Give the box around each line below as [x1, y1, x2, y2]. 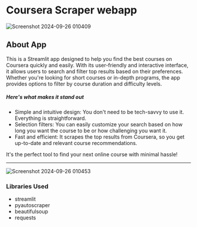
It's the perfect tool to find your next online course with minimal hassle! [6, 150, 178, 158]
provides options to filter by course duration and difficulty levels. [6, 80, 162, 87]
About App [6, 40, 47, 50]
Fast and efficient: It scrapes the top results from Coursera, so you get [14, 133, 185, 140]
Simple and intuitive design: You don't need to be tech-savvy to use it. [14, 108, 185, 115]
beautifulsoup [14, 208, 49, 215]
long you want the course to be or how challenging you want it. [14, 127, 167, 134]
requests [14, 214, 36, 221]
